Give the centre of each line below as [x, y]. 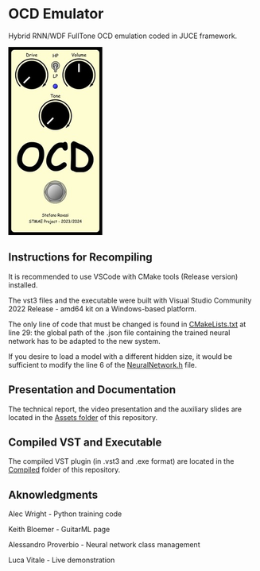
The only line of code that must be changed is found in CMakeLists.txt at [127, 324]
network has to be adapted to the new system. [84, 341]
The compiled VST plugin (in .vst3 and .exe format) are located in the [121, 461]
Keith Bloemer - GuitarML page [59, 530]
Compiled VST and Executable [85, 442]
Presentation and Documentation [92, 390]
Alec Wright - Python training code [65, 514]
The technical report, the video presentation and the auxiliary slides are [125, 409]
